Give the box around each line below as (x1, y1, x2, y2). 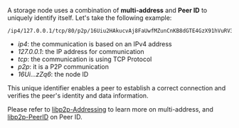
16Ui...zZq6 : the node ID (17, 70, 89, 78)
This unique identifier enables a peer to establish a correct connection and (7, 84, 226, 92)
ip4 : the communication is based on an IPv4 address (17, 40, 172, 48)
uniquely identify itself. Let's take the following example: (7, 14, 172, 22)
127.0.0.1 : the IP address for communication (17, 48, 144, 55)
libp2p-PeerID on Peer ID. (7, 113, 83, 121)
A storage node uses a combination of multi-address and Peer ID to (7, 6, 208, 14)
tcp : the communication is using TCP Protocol (17, 55, 152, 63)
